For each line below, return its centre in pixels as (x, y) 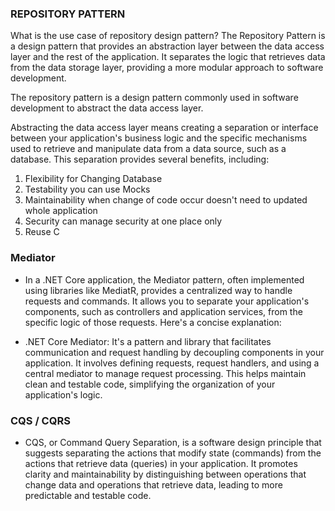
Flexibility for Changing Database (93, 179)
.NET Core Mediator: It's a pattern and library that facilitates (148, 341)
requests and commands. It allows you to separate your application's (167, 301)
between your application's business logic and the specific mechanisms (159, 138)
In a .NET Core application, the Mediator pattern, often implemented (164, 279)
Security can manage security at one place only (123, 221)
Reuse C (42, 232)
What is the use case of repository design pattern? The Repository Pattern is (168, 36)
